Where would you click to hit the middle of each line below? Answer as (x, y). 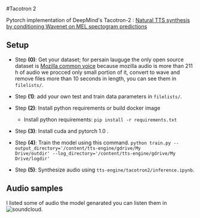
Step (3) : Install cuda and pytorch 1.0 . (62, 131)
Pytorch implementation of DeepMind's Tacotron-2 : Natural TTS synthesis (98, 20)
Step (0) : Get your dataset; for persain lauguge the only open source (99, 60)
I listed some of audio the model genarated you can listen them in (87, 203)
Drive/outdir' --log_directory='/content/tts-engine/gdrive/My (95, 153)
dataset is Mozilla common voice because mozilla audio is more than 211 (104, 66)
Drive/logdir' (32, 158)
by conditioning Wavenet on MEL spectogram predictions (77, 27)
